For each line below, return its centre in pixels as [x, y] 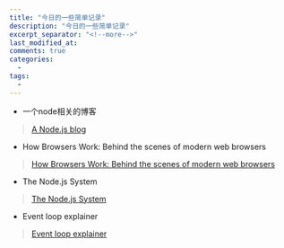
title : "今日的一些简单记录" [57, 18]
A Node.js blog [59, 129]
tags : [19, 76]
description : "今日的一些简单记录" [69, 26]
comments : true [38, 51]
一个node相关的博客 [59, 111]
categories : [31, 59]
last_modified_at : [43, 43]
